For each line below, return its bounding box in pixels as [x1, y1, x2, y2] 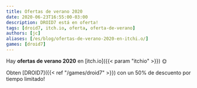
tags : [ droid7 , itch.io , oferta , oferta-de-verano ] [6, 25, 135, 31]
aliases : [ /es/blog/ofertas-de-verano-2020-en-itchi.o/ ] [6, 36, 149, 42]
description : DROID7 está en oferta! [6, 19, 99, 25]
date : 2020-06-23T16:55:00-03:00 [6, 14, 88, 20]
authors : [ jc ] [6, 31, 41, 36]
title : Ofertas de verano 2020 [6, 8, 83, 15]
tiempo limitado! [6, 75, 45, 82]
